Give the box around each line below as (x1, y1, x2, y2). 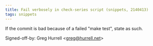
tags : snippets (5, 12, 37, 17)
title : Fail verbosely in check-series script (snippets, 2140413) (5, 7, 149, 12)
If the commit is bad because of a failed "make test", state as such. (5, 25, 143, 31)
